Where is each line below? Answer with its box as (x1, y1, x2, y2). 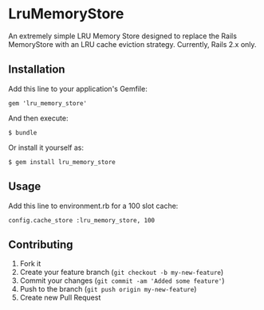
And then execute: (8, 113, 69, 123)
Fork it (19, 259, 41, 269)
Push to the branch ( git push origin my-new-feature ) (19, 284, 197, 294)
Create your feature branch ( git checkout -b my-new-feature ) (19, 268, 224, 277)
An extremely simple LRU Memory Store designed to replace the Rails (8, 31, 238, 41)
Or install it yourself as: (8, 143, 84, 152)
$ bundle (8, 128, 37, 136)
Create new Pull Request (19, 292, 101, 303)
